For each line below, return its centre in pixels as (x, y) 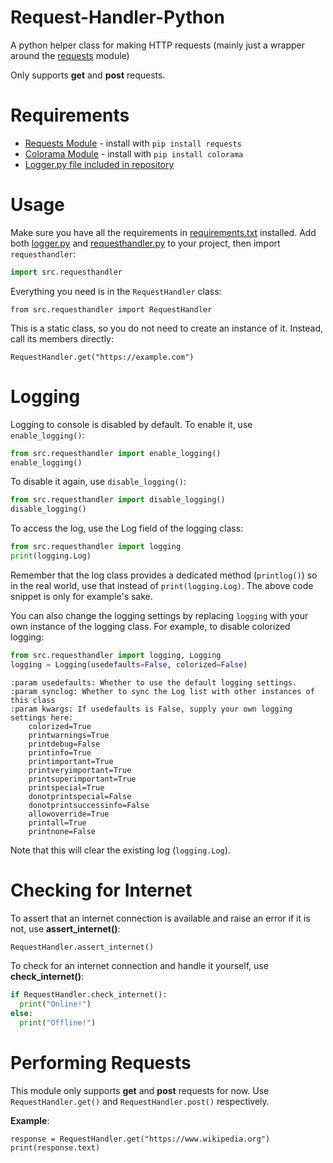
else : (21, 1014)
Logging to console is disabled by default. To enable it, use (131, 424)
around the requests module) (70, 55)
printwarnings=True (69, 735)
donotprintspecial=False (80, 796)
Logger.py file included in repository (99, 164)
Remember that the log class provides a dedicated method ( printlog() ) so (164, 575)
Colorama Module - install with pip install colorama (134, 153)
